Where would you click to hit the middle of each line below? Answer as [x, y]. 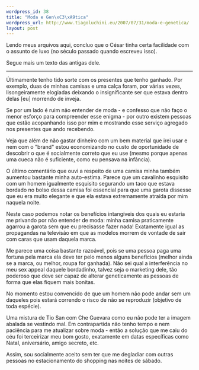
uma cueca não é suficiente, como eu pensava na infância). [79, 160]
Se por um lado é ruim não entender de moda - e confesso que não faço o [97, 110]
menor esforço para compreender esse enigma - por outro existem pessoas [99, 117]
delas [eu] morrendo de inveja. [44, 99]
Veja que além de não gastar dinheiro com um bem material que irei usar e [97, 141]
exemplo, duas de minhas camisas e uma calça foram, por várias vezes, [94, 86]
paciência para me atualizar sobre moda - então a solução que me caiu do [97, 330]
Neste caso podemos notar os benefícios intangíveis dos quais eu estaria [96, 214]
